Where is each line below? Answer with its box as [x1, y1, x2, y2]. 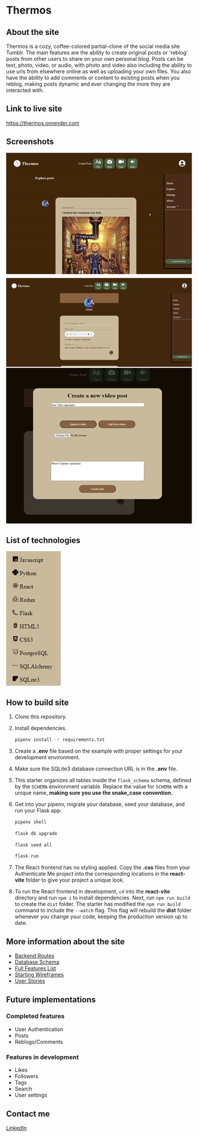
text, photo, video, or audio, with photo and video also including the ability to [6, 61, 192, 69]
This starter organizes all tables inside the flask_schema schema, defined [14, 776, 192, 783]
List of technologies [6, 535, 81, 545]
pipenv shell [14, 819, 47, 825]
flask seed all [14, 842, 52, 848]
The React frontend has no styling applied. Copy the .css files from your [14, 864, 190, 871]
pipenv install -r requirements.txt [14, 737, 105, 743]
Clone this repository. [14, 713, 67, 720]
